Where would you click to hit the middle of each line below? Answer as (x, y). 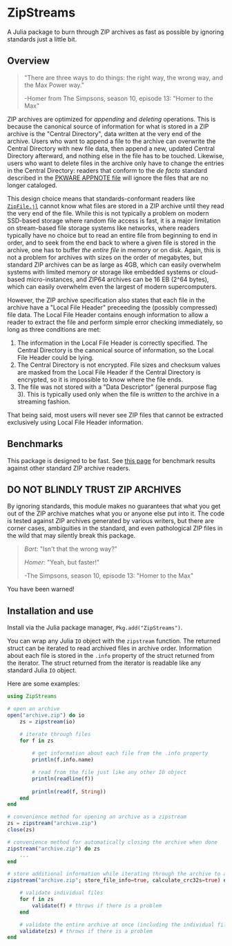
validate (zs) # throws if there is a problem (86, 931)
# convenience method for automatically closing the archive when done (112, 842)
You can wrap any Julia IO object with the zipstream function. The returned (114, 641)
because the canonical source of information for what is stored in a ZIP (108, 126)
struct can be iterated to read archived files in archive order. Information (109, 648)
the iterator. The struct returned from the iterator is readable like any (104, 663)
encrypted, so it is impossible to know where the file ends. (100, 379)
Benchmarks (35, 444)
